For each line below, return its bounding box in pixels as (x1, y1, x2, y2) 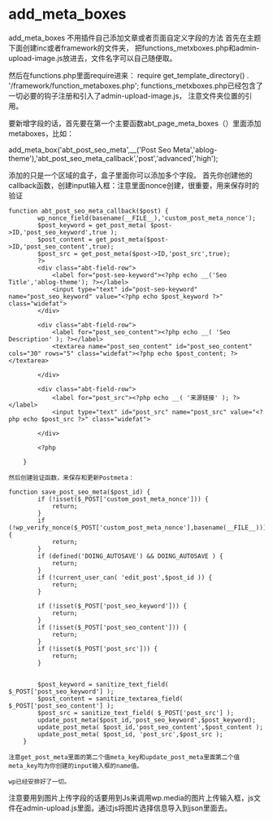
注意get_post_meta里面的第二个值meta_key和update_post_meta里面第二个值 (8, 753, 240, 762)
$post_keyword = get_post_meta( (37, 221, 148, 229)
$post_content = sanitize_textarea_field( (37, 694, 184, 703)
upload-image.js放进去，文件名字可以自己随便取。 (8, 53, 177, 63)
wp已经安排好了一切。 (8, 777, 71, 786)
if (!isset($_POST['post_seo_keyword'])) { (37, 602, 187, 610)
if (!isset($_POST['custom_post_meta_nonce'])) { (37, 494, 209, 503)
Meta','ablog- (172, 144, 218, 155)
